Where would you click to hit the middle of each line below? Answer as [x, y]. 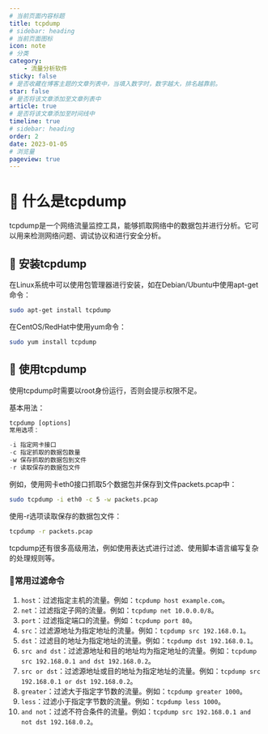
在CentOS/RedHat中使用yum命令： [68, 326]
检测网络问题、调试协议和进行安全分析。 [98, 236]
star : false [29, 91]
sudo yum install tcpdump [53, 342]
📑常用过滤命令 [37, 581]
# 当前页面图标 [31, 38]
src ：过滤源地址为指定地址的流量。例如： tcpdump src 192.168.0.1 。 [135, 630]
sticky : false [33, 76]
